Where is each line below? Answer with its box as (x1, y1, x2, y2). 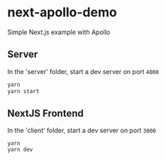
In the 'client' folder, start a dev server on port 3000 (7, 126, 156, 135)
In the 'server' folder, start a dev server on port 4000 (7, 67, 160, 75)
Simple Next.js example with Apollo (7, 28, 111, 36)
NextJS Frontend (7, 107, 84, 119)
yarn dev (7, 146, 33, 154)
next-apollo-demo (7, 4, 117, 21)
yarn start (7, 87, 40, 95)
